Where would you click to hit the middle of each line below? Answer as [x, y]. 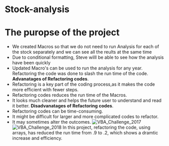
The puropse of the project [62, 33]
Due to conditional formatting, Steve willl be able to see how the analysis [88, 57]
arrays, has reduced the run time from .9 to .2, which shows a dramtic [85, 133]
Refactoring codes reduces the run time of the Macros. [70, 95]
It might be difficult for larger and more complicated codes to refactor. [85, 117]
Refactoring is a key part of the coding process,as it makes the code [83, 84]
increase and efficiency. [37, 138]
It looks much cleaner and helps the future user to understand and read [87, 100]
